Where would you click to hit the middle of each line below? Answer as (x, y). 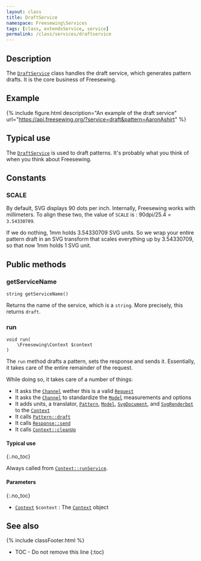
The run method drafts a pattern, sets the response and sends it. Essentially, (101, 361)
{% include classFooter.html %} (45, 541)
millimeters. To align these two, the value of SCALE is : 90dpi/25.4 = (89, 215)
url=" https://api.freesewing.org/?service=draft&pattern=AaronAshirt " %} (96, 119)
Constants (26, 178)
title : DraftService (32, 17)
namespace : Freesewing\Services (47, 23)
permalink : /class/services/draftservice (59, 34)
